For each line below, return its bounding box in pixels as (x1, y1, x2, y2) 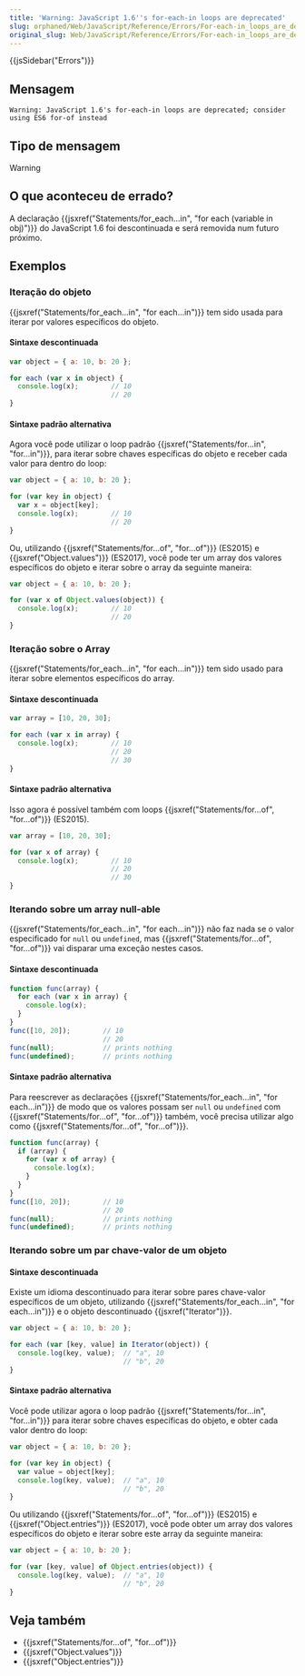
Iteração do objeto (9, 286, 93, 298)
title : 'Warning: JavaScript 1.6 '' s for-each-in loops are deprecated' (9, 13, 286, 23)
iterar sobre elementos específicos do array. (9, 673, 175, 684)
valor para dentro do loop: (9, 458, 107, 469)
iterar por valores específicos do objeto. (9, 316, 159, 327)
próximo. (9, 232, 43, 243)
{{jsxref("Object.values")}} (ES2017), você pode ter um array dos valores (9, 552, 282, 563)
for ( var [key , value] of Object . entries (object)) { (9, 1562, 213, 1571)
